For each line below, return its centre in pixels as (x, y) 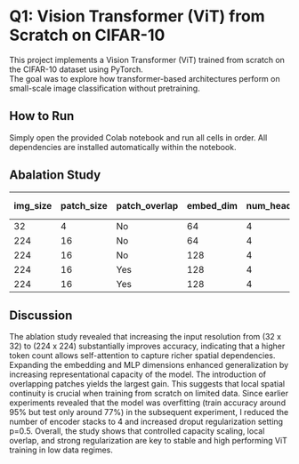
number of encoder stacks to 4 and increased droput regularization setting (146, 422)
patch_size (85, 205)
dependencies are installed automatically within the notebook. (123, 147)
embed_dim (212, 205)
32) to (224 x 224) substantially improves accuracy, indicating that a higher (147, 346)
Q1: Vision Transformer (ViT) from (137, 16)
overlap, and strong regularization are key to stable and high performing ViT (148, 441)
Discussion (41, 315)
